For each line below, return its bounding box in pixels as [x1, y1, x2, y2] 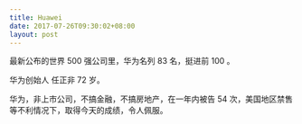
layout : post [9, 30, 59, 39]
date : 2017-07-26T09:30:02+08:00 [9, 22, 136, 31]
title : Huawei [9, 13, 63, 22]
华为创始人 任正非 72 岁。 [9, 75, 106, 85]
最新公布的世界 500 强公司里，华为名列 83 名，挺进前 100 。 [9, 56, 235, 66]
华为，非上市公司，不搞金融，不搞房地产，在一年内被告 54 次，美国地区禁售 [9, 93, 294, 104]
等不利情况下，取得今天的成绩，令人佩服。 [9, 105, 168, 116]
